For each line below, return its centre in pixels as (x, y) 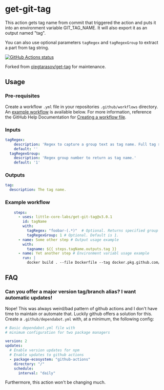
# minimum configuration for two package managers (58, 332)
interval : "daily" (37, 373)
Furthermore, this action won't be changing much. (55, 382)
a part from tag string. (27, 47)
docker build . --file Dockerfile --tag (68, 263)
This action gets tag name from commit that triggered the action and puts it (81, 23)
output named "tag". (25, 33)
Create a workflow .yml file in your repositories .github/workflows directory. (82, 107)
